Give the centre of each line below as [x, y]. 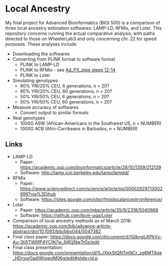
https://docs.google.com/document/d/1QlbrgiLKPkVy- [106, 236]
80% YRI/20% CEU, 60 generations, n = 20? [66, 91]
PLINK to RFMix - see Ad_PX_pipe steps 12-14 [68, 70]
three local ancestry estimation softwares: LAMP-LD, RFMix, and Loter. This [83, 28]
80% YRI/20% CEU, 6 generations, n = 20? [65, 85]
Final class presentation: [38, 247]
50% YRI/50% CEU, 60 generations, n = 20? [66, 102]
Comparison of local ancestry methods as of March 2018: [72, 220]
